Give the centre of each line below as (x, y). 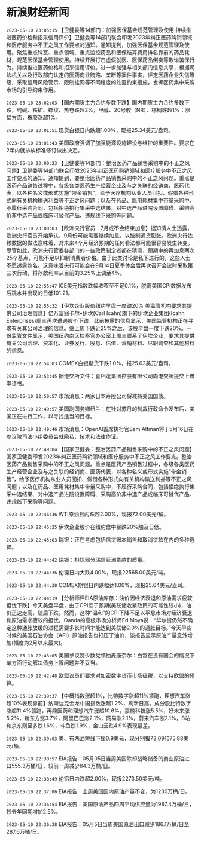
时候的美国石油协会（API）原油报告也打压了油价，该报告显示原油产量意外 (97, 635)
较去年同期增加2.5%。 (34, 811)
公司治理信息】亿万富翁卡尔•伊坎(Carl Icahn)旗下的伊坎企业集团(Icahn (98, 313)
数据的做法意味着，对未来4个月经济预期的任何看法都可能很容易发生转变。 (102, 243)
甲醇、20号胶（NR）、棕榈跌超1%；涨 (144, 110)
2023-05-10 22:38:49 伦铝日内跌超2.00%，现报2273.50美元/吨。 (86, 778)
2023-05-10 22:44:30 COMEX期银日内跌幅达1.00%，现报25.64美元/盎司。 (97, 585)
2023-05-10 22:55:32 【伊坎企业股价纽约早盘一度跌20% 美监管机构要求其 (97, 305)
